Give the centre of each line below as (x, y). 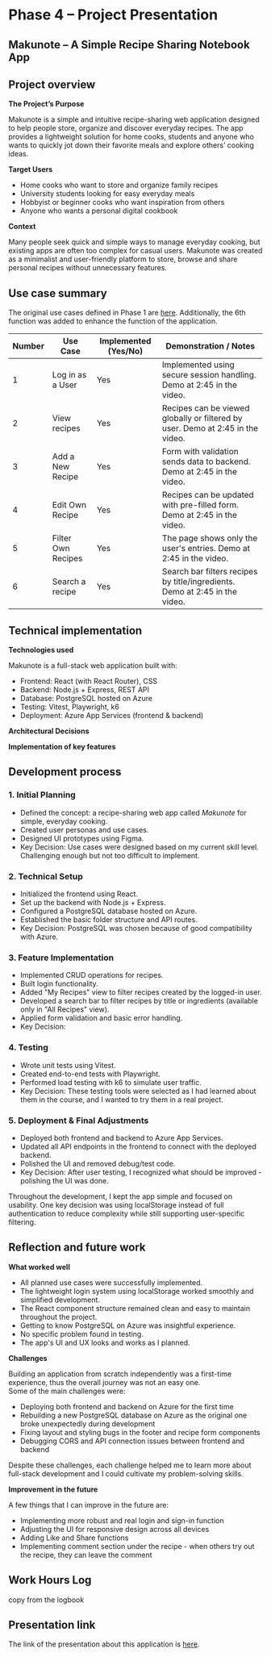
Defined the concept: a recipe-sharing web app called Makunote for (133, 812)
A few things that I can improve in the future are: (89, 1505)
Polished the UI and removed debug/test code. (98, 1163)
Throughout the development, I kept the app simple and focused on (121, 1196)
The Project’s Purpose (46, 104)
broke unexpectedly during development (88, 1423)
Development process (65, 772)
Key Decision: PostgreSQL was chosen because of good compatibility (136, 928)
